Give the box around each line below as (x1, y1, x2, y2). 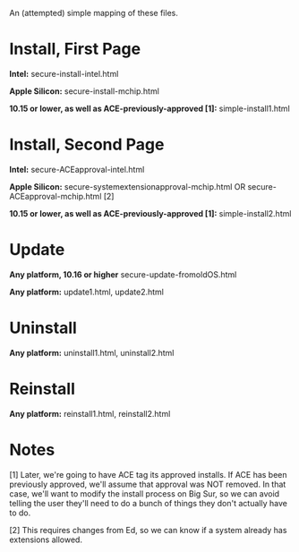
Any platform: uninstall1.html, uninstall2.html (9, 347, 175, 358)
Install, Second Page (9, 134, 165, 155)
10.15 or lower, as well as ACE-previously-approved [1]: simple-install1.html (9, 103, 291, 114)
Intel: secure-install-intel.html (9, 68, 119, 79)
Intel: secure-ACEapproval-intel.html (9, 164, 145, 174)
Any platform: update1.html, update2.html (9, 286, 164, 297)
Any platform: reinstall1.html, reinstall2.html (9, 408, 171, 419)
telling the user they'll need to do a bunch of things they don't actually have (9, 497, 288, 508)
